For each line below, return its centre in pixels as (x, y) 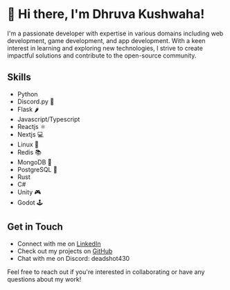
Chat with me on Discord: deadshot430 (73, 258)
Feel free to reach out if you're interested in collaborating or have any (106, 272)
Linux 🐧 (28, 144)
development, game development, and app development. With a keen (106, 40)
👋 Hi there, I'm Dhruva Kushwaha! (106, 14)
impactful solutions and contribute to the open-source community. (102, 56)
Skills (19, 77)
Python (27, 94)
